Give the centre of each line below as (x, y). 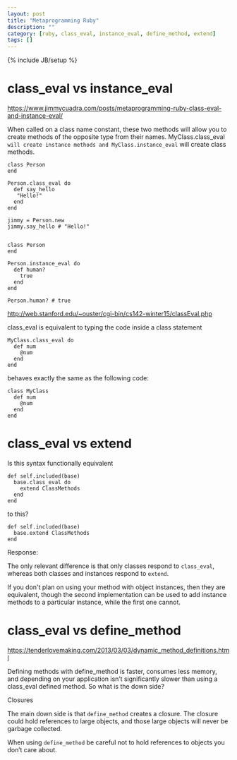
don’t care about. (32, 749)
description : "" (31, 27)
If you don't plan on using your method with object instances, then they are (116, 587)
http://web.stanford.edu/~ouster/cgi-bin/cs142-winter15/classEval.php (110, 314)
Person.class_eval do (39, 183)
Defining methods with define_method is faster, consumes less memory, (112, 671)
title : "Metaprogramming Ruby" (53, 20)
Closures (20, 700)
